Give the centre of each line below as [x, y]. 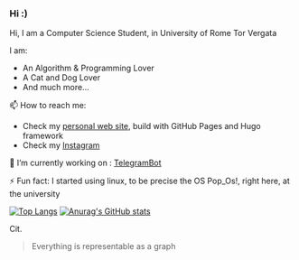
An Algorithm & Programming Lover [89, 68]
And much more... [56, 88]
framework [43, 136]
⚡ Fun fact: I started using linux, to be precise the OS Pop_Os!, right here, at [150, 181]
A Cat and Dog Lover [61, 78]
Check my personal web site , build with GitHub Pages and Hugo [142, 126]
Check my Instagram [61, 145]
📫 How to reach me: [48, 106]
